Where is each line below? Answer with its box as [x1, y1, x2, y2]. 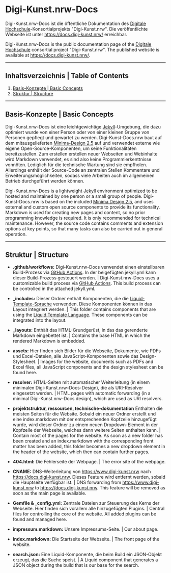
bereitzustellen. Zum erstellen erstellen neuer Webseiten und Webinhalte [5, 150, 158, 157]
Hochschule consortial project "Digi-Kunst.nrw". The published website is [5, 46, 160, 53]
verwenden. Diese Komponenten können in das [53, 301, 153, 307]
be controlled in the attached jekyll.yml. [12, 285, 96, 292]
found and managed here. [12, 516, 67, 523]
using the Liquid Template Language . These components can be [12, 312, 148, 318]
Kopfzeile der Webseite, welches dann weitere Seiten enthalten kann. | [12, 427, 161, 433]
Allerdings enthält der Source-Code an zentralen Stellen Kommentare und [5, 167, 160, 173]
